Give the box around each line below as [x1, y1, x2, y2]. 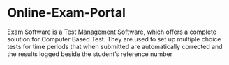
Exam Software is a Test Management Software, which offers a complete [7, 28, 217, 36]
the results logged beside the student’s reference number [7, 50, 173, 58]
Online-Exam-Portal [7, 5, 126, 21]
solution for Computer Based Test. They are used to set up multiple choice [7, 35, 221, 43]
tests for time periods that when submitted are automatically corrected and [7, 42, 223, 50]
